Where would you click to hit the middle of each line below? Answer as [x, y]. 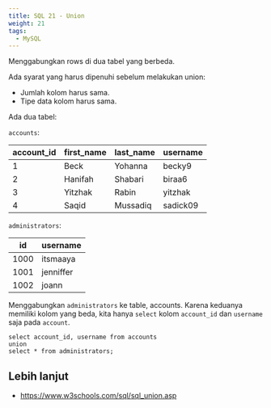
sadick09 [181, 205]
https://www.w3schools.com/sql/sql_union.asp [98, 396]
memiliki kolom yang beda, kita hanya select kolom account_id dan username [135, 314]
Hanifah [79, 179]
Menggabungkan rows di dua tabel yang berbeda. [92, 61]
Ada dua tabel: [33, 117]
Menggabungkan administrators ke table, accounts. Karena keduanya [125, 305]
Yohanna [131, 166]
